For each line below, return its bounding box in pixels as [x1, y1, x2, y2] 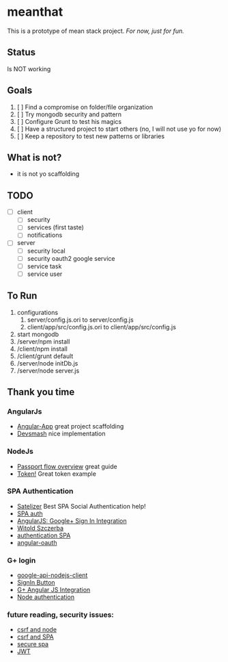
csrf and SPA [16, 633, 54, 641]
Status [7, 47, 36, 58]
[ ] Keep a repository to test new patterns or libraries [16, 131, 165, 140]
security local [27, 246, 66, 255]
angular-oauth [16, 538, 57, 546]
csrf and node [16, 626, 57, 634]
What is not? [7, 151, 62, 163]
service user [27, 270, 63, 278]
